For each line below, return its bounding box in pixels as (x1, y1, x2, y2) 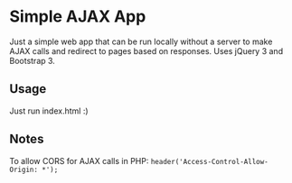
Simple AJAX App (9, 6, 146, 27)
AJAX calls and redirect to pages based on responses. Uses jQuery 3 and (9, 45, 283, 56)
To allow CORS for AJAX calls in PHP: (9, 155, 149, 166)
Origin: (9, 165, 39, 174)
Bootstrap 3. (9, 55, 56, 66)
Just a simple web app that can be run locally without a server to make (9, 36, 273, 47)
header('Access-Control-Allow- (150, 157, 268, 166)
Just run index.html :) (9, 105, 89, 116)
